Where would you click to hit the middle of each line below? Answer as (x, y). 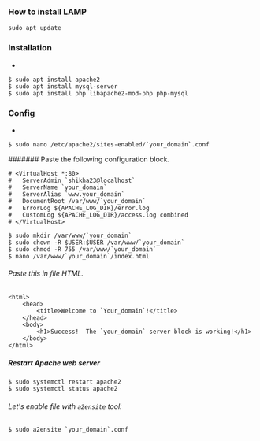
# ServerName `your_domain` (58, 187)
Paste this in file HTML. (46, 273)
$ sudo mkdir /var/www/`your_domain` (70, 235)
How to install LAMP (47, 12)
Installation (30, 48)
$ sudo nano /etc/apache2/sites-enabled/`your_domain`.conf (109, 144)
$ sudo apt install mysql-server (63, 86)
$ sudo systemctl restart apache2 (65, 382)
